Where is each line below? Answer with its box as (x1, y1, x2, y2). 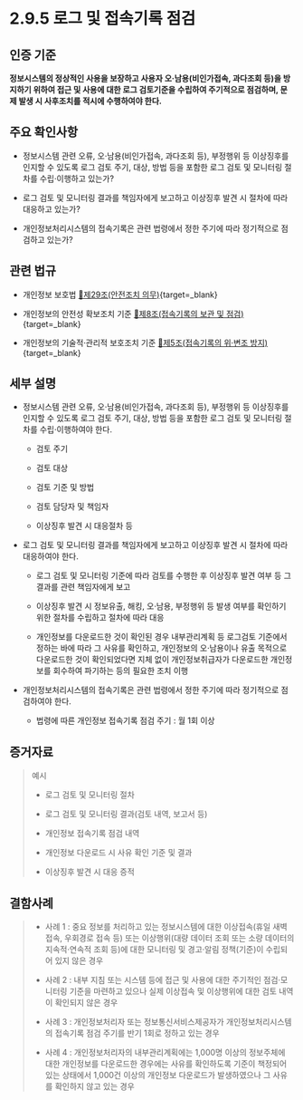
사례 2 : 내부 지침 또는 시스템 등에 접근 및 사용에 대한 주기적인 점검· (44, 975, 281, 986)
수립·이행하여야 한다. (39, 424, 113, 435)
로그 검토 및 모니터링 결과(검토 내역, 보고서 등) (44, 808, 208, 820)
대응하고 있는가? (22, 203, 81, 214)
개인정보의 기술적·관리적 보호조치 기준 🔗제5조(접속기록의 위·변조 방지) (22, 337, 269, 348)
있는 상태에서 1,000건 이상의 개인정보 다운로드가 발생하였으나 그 (44, 1070, 271, 1081)
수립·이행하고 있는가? (39, 173, 115, 184)
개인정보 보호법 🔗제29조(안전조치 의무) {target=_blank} (22, 289, 219, 300)
